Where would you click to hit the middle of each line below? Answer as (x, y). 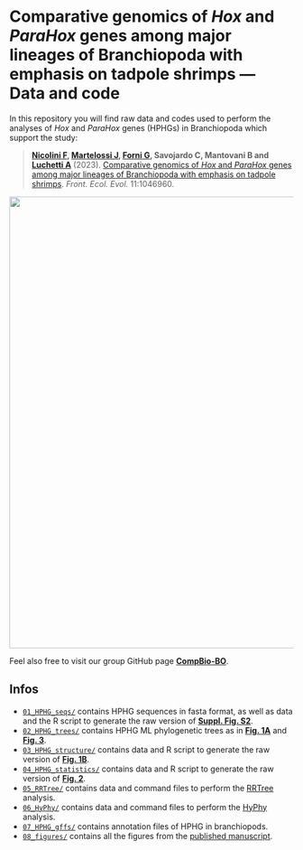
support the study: (44, 137)
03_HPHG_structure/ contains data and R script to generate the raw (146, 749)
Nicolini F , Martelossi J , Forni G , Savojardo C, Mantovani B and (150, 154)
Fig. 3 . (34, 740)
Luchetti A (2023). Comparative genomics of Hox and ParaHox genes (161, 164)
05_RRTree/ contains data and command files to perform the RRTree (148, 788)
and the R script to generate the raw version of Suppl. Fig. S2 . (138, 721)
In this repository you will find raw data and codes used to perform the (140, 118)
